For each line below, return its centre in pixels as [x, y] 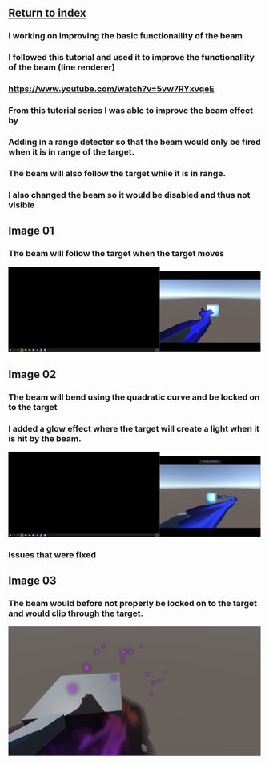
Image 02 [32, 374]
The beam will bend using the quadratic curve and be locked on [134, 397]
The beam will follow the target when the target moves [116, 254]
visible [22, 205]
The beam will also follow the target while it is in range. [117, 173]
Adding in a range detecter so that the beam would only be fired [135, 142]
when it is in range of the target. [71, 152]
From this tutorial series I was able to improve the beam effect [131, 111]
